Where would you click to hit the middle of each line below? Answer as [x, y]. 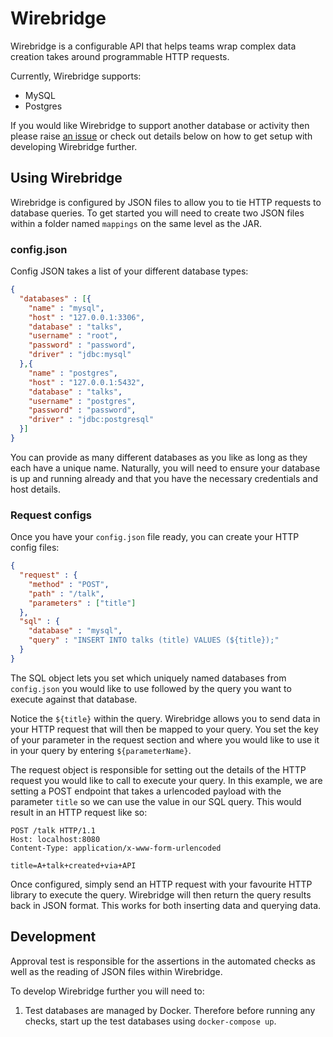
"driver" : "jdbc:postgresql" [91, 420]
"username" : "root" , [73, 336]
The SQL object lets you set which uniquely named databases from [148, 678]
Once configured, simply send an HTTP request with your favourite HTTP [161, 884]
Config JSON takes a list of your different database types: [129, 271]
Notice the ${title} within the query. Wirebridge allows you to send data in [165, 718]
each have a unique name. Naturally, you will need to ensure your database [165, 468]
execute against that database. [74, 699]
